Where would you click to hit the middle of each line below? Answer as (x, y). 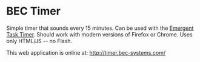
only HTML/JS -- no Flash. (39, 41)
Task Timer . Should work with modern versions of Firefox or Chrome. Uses (99, 34)
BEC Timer (33, 11)
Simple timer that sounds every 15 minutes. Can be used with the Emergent (100, 28)
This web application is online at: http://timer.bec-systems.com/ (86, 52)
